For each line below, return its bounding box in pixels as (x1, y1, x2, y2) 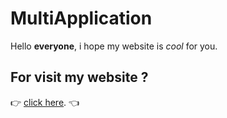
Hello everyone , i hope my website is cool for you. (10, 40, 218, 52)
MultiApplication (10, 7, 153, 30)
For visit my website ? (10, 69, 149, 86)
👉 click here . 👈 (10, 96, 80, 108)
